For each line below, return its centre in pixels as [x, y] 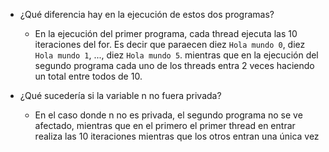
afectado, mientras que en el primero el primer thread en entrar [165, 125]
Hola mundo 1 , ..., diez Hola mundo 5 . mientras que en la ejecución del [176, 55]
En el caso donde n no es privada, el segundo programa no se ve [168, 115]
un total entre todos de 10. [88, 76]
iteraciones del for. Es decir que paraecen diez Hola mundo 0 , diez [170, 44]
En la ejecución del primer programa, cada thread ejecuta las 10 [166, 33]
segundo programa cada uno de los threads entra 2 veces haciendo [174, 65]
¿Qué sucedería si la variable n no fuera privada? [120, 95]
